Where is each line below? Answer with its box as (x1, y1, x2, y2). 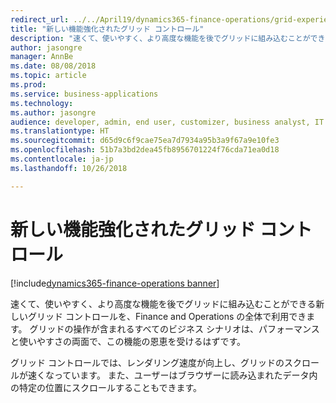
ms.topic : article (10, 71, 87, 81)
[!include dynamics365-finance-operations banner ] (10, 277, 220, 289)
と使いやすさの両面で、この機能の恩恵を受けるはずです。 (10, 335, 247, 347)
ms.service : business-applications (10, 89, 159, 99)
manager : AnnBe (10, 52, 74, 62)
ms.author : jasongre (10, 107, 97, 118)
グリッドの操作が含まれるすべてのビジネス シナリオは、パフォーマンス (29, 322, 320, 335)
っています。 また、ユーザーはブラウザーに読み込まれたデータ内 (53, 369, 318, 381)
